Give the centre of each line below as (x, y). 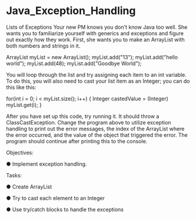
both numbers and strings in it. (43, 46)
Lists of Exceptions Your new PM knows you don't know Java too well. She (97, 27)
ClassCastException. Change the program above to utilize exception (89, 122)
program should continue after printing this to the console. (77, 141)
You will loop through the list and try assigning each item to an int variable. (96, 75)
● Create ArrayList (29, 187)
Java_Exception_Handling (71, 11)
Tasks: (14, 175)
